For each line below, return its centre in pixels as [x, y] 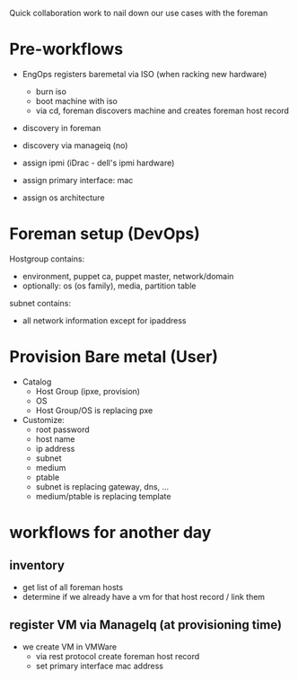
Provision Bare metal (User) [114, 357]
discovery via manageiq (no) [75, 145]
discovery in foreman [61, 128]
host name [55, 438]
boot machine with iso [77, 101]
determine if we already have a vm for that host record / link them [144, 596]
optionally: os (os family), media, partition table [109, 286]
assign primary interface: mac [78, 180]
